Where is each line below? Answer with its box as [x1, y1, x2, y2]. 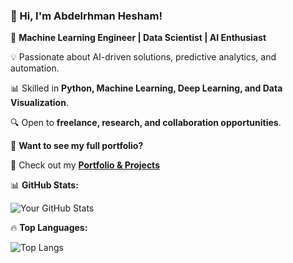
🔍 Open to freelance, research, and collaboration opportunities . [10, 117, 282, 129]
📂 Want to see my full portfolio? [10, 140, 144, 152]
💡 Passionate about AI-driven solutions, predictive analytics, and [10, 51, 277, 63]
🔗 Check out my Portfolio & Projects [10, 159, 160, 171]
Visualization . [10, 97, 69, 109]
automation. [10, 62, 60, 74]
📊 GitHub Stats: [10, 179, 79, 191]
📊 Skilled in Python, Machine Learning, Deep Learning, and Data [10, 82, 283, 94]
